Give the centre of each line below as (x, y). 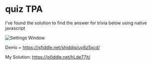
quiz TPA (24, 9)
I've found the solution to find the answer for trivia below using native (76, 23)
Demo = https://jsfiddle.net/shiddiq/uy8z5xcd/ (53, 47)
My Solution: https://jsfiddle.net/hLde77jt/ (48, 57)
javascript (15, 28)
